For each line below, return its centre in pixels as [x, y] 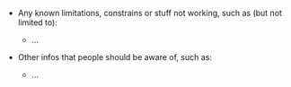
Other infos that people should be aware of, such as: [115, 57]
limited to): [38, 22]
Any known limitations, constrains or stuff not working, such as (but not [150, 13]
